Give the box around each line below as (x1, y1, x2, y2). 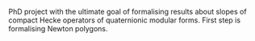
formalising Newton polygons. (8, 24, 108, 33)
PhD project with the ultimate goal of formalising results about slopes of (8, 7, 248, 16)
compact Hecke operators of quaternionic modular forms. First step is (8, 15, 240, 25)
